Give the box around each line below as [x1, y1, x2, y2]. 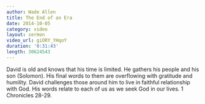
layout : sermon [6, 32, 45, 38]
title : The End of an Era [6, 15, 72, 21]
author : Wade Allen [6, 9, 56, 15]
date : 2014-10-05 [6, 20, 51, 26]
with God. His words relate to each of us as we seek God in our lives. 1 [6, 85, 184, 92]
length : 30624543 [6, 49, 51, 55]
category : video [6, 26, 48, 32]
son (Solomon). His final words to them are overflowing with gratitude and [6, 72, 193, 80]
